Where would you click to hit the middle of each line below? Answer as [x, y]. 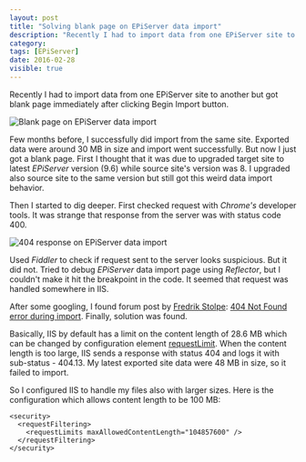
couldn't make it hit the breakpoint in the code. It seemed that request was [149, 279]
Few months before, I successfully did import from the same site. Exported [149, 139]
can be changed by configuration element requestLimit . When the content [148, 343]
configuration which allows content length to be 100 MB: [115, 399]
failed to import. [39, 372]
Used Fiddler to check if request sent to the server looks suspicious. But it [148, 259]
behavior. [27, 187]
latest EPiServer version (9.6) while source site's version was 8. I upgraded [150, 168]
